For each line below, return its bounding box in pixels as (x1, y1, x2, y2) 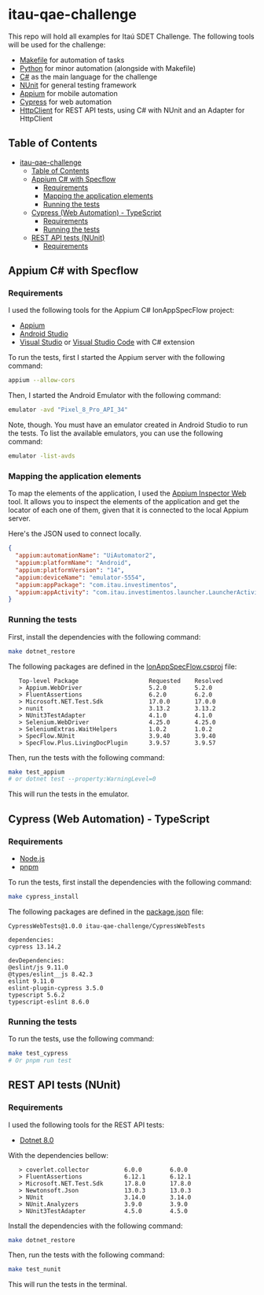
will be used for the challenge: (8, 39, 106, 49)
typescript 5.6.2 (8, 991, 65, 999)
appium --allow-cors (8, 377, 76, 384)
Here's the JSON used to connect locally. (8, 529, 141, 539)
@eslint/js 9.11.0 (8, 963, 68, 971)
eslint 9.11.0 (8, 977, 55, 985)
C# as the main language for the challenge (19, 72, 158, 81)
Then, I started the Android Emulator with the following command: (8, 391, 222, 400)
